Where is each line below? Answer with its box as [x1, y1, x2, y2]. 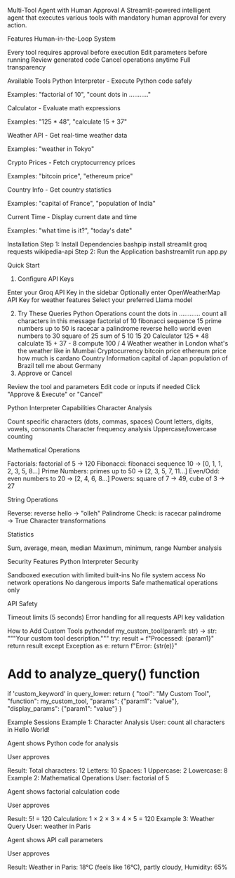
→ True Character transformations [7, 516, 107, 525]
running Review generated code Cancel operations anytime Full [7, 55, 191, 64]
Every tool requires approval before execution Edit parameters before [7, 48, 208, 56]
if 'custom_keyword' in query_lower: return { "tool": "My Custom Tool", [7, 689, 211, 697]
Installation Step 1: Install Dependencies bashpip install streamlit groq [7, 240, 208, 248]
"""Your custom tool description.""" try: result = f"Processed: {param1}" [7, 634, 215, 642]
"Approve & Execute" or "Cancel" [7, 390, 103, 398]
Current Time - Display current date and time [7, 213, 137, 221]
